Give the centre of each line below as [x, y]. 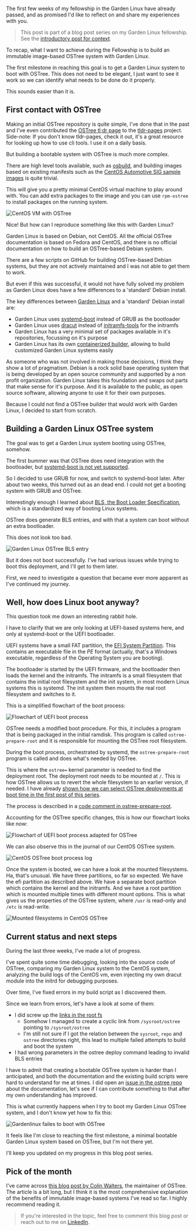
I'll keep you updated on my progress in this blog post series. [80, 1153]
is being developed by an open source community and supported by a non [96, 374]
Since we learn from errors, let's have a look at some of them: [80, 1004]
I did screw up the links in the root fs [58, 1015]
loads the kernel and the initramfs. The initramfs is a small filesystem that [94, 675]
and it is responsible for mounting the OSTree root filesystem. [113, 741]
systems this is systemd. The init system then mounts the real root [86, 688]
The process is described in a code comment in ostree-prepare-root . [89, 806]
